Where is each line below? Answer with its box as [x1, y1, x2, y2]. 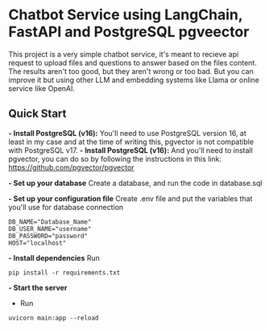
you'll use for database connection [8, 202, 124, 212]
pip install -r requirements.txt [8, 268, 121, 277]
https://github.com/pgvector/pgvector [8, 163, 134, 172]
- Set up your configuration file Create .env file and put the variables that [8, 193, 253, 203]
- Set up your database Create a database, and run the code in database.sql [8, 178, 263, 188]
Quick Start [8, 107, 67, 121]
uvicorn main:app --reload [8, 314, 99, 322]
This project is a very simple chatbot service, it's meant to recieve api [8, 49, 239, 59]
